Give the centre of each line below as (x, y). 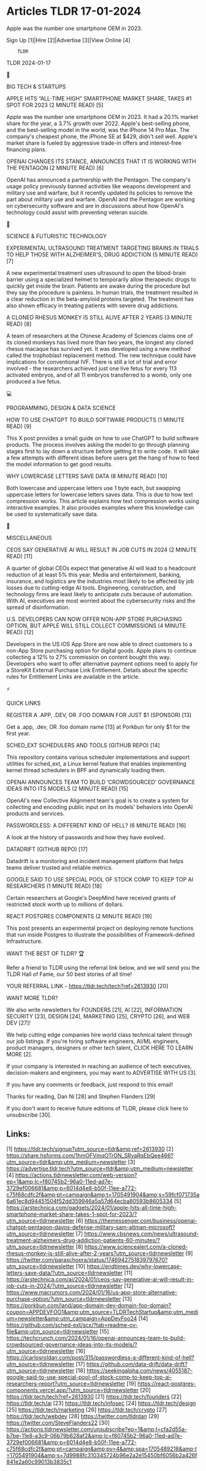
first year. (18, 733)
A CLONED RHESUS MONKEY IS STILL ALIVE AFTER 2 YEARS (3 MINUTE (99, 317)
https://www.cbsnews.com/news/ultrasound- (142, 1234)
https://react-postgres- (167, 1383)
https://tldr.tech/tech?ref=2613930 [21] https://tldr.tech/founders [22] (94, 1396)
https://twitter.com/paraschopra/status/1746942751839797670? (87, 1259)
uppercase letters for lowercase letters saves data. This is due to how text (100, 494)
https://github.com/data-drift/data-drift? (137, 1364)
